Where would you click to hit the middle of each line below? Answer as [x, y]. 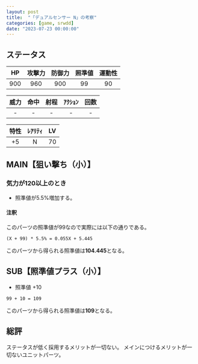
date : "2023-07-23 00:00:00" [43, 29]
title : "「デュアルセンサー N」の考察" [52, 18]
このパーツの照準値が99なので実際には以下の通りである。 [78, 227]
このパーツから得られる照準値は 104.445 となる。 [67, 251]
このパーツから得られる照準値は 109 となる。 [61, 310]
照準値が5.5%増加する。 [45, 197]
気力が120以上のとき [36, 184]
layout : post [23, 12]
